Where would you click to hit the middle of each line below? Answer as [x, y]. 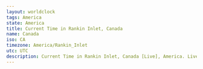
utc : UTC [17, 51]
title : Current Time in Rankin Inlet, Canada [64, 28]
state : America [25, 23]
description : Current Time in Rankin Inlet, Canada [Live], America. [96, 56]
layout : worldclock [31, 12]
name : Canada [23, 34]
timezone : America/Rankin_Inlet [47, 46]
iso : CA [16, 40]
